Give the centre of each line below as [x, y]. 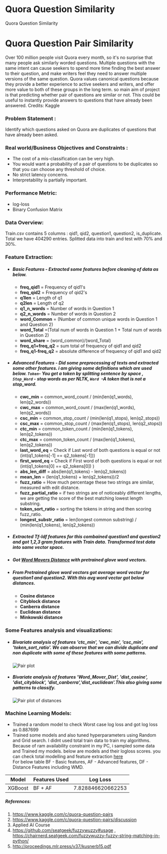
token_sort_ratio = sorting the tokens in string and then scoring [85, 509]
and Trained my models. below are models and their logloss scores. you [86, 751]
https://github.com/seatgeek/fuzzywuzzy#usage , [64, 830]
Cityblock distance [40, 601]
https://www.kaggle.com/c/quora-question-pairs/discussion [74, 819]
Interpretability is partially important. [50, 180]
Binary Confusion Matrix [37, 209]
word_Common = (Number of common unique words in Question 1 [88, 319]
